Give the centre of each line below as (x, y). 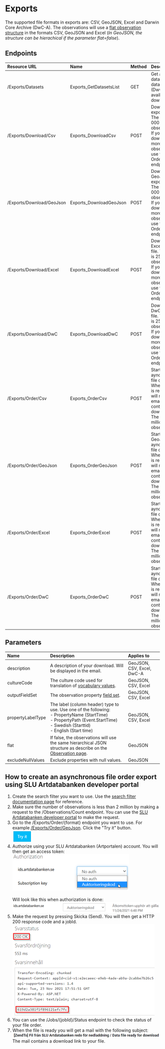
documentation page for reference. (48, 802)
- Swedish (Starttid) (70, 725)
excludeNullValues (26, 760)
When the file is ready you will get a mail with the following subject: (80, 1030)
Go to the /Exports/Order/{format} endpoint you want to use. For (77, 822)
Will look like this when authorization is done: (58, 900)
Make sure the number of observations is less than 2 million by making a (85, 807)
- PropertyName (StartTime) (79, 715)
